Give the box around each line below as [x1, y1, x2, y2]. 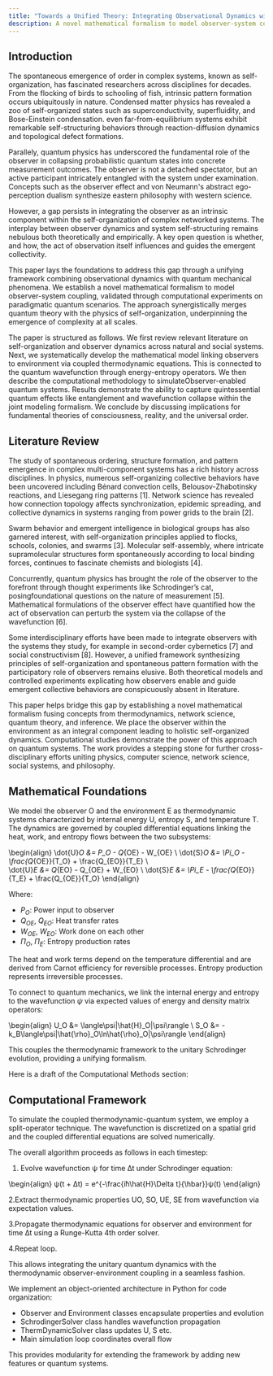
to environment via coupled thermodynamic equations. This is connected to [8, 359, 262, 368]
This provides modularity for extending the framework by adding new [8, 1349, 241, 1359]
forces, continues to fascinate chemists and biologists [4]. [8, 558, 203, 568]
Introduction [8, 50, 73, 63]
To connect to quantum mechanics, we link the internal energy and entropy [8, 987, 260, 997]
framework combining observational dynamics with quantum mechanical [8, 274, 252, 284]
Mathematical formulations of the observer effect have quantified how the [8, 599, 256, 610]
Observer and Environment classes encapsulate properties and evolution [19, 1308, 264, 1317]
